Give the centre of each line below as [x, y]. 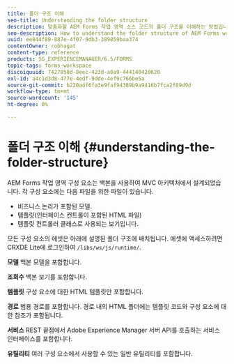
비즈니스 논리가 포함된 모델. [55, 206]
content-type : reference [43, 53]
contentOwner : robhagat [42, 46]
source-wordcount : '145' [43, 98]
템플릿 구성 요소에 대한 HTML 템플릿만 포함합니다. [76, 291]
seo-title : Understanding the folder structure [78, 20]
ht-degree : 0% [28, 105]
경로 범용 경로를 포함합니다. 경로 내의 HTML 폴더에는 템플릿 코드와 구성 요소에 [113, 306]
